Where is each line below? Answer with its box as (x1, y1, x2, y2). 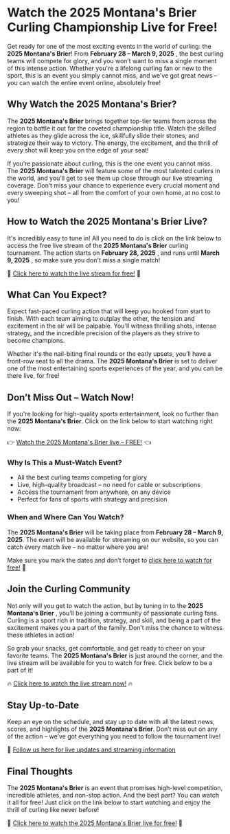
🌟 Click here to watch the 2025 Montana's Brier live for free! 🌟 (7, 819, 183, 827)
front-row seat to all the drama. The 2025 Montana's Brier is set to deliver (7, 357, 218, 365)
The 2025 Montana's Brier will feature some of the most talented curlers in (7, 166, 221, 174)
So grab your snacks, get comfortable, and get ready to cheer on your (7, 644, 206, 652)
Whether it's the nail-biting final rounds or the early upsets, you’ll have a (7, 350, 211, 358)
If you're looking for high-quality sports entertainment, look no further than (7, 410, 219, 418)
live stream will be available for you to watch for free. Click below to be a (7, 658, 213, 667)
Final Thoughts (7, 765, 73, 777)
